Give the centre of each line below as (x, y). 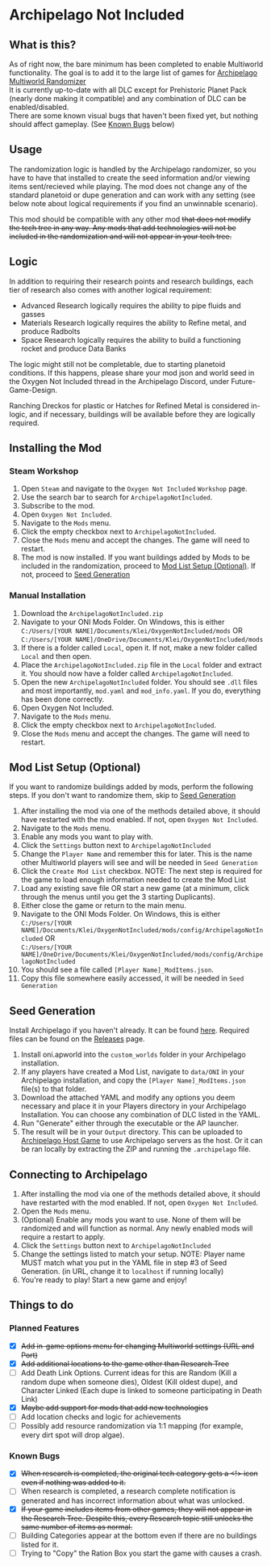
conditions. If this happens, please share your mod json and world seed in (132, 373)
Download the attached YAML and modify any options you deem (128, 1098)
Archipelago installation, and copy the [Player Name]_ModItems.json (133, 1080)
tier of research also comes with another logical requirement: (110, 289)
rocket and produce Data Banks (73, 348)
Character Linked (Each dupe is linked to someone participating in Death (141, 1390)
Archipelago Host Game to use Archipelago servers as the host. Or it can (142, 1141)
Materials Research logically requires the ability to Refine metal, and (133, 323)
